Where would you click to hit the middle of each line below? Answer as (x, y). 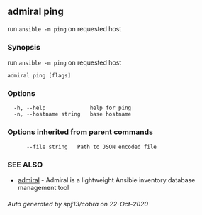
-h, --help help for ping (73, 108)
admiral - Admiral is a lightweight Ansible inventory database (106, 180)
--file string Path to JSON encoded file (91, 147)
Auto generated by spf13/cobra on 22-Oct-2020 (78, 204)
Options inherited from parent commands (80, 132)
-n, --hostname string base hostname (73, 114)
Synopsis (24, 47)
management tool (43, 188)
